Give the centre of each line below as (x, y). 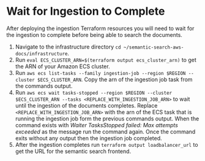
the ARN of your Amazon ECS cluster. (62, 66)
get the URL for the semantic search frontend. (73, 151)
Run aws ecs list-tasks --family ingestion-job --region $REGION (100, 73)
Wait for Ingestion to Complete (86, 11)
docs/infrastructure (41, 53)
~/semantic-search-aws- (154, 47)
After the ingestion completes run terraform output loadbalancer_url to (106, 144)
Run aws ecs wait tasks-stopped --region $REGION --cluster (94, 92)
